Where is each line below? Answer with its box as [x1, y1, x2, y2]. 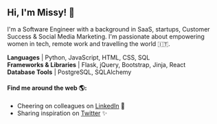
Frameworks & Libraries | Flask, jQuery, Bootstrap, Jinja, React [7, 60, 186, 69]
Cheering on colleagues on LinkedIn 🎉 [16, 102, 125, 110]
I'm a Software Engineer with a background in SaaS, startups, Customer [7, 25, 211, 33]
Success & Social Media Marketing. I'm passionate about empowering [7, 32, 205, 40]
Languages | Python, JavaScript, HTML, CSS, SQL [7, 53, 150, 62]
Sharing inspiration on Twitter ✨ [16, 109, 108, 117]
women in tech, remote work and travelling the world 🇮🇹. [7, 39, 170, 48]
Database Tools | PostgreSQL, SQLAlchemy [7, 68, 132, 76]
